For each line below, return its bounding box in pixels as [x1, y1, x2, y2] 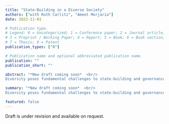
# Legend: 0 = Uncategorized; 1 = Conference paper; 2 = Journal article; [5, 31, 165, 36]
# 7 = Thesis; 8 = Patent [5, 40, 59, 45]
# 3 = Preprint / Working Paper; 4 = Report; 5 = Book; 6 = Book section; [5, 35, 165, 40]
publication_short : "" [5, 63, 53, 68]
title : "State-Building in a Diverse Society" [5, 7, 105, 13]
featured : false [5, 99, 39, 104]
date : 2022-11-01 [5, 17, 42, 22]
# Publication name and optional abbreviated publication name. [5, 53, 143, 58]
